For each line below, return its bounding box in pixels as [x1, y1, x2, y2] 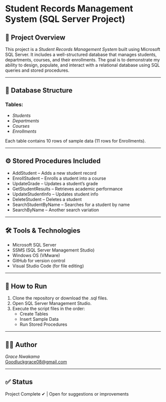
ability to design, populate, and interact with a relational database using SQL [5, 62, 160, 68]
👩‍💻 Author [5, 340, 38, 349]
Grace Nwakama [5, 353, 40, 359]
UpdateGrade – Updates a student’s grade [12, 180, 98, 186]
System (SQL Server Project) [5, 13, 125, 25]
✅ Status [5, 378, 33, 386]
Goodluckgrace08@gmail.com [5, 358, 67, 364]
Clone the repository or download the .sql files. [12, 295, 108, 301]
